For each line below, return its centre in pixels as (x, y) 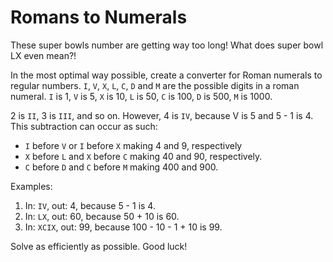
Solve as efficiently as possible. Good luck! (99, 246)
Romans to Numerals (99, 17)
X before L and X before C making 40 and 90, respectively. (143, 156)
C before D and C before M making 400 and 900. (121, 167)
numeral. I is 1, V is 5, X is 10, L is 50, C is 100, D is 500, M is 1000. (141, 96)
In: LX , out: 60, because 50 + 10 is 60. (102, 216)
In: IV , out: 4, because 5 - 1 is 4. (90, 205)
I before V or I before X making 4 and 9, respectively (133, 145)
